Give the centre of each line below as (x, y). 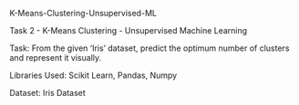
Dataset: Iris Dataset (48, 93)
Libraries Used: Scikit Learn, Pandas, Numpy (93, 75)
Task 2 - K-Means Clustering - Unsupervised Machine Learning (129, 30)
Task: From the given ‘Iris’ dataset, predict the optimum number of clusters (149, 48)
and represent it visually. (56, 57)
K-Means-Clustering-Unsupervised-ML (83, 13)
